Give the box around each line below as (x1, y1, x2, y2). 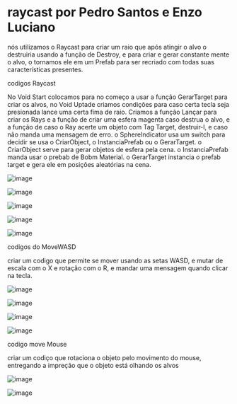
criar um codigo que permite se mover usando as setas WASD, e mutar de (7, 256, 224, 265)
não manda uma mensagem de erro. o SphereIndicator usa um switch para (7, 130, 226, 139)
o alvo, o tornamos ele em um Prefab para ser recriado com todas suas (7, 57, 214, 66)
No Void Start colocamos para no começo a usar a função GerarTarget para (7, 93, 228, 101)
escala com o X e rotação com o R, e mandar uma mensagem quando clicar (7, 263, 229, 272)
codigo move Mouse (7, 340, 67, 348)
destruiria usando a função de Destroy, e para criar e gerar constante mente (7, 50, 230, 59)
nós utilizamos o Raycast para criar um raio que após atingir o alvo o (7, 42, 207, 51)
